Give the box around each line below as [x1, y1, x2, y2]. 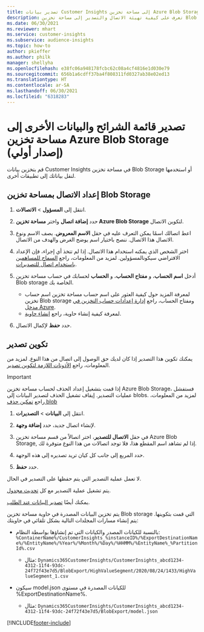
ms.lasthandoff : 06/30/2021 [7, 88, 78, 94]
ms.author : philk [7, 54, 51, 60]
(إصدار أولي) [7, 145, 64, 159]
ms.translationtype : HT [7, 76, 67, 83]
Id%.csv [15, 546, 35, 552]
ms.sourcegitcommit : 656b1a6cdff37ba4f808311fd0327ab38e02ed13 [7, 71, 170, 77]
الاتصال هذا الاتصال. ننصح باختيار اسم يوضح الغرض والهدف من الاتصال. [15, 236, 174, 243]
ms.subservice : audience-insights [7, 37, 94, 43]
